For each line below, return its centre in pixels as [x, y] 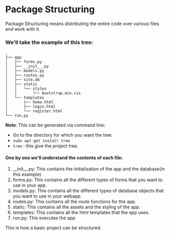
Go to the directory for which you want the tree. [63, 135]
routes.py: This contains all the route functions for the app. [74, 202]
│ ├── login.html [31, 107]
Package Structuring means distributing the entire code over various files [82, 24]
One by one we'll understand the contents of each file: [64, 158]
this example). [28, 175]
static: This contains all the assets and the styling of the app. [76, 207]
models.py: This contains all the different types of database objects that [88, 191]
